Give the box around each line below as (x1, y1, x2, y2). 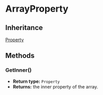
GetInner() (5, 67, 32, 74)
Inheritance (5, 23, 43, 32)
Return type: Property (12, 78, 60, 84)
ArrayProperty (5, 3, 69, 15)
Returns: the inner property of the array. (12, 83, 98, 89)
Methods (5, 51, 35, 60)
